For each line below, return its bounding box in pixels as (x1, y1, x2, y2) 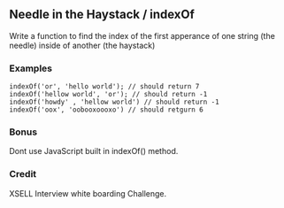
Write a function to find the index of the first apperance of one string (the (9, 30, 276, 41)
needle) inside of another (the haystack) (9, 40, 156, 50)
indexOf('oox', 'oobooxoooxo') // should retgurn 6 (9, 105, 203, 114)
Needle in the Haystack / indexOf (9, 7, 195, 22)
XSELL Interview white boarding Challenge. (9, 188, 167, 198)
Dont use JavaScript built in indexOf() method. (9, 146, 179, 157)
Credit (9, 168, 37, 181)
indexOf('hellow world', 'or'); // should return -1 (9, 90, 208, 99)
